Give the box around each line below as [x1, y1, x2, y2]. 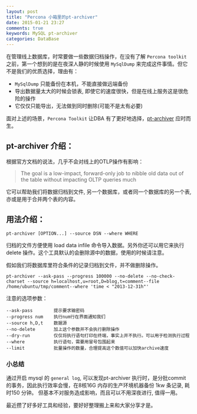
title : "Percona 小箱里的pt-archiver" [6, 14, 98, 20]
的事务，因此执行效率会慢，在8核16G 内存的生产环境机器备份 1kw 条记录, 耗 [6, 382, 191, 389]
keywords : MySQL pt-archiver [6, 31, 78, 37]
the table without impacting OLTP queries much [20, 176, 137, 183]
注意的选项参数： [6, 294, 48, 301]
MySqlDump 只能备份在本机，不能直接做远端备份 [14, 80, 129, 87]
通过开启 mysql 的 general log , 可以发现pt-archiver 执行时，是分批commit [6, 374, 186, 381]
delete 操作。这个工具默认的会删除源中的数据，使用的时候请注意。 [6, 249, 168, 256]
